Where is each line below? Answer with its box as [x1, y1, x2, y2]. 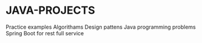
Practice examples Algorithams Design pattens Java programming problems [5, 23, 197, 30]
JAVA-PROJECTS [5, 4, 95, 17]
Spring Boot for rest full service [5, 29, 84, 36]
